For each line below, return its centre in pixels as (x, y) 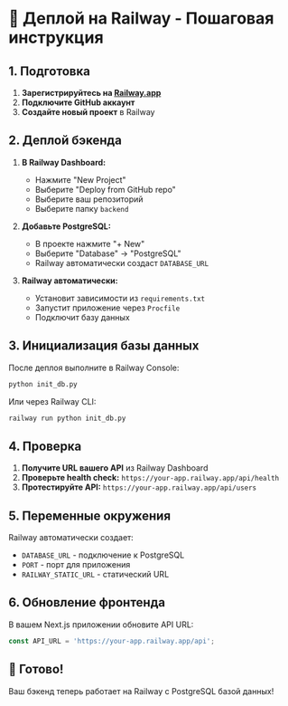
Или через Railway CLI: (52, 401)
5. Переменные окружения (90, 515)
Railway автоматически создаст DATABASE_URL (122, 262)
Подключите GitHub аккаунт (78, 102)
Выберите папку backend (82, 208)
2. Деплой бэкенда (65, 141)
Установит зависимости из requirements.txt (120, 298)
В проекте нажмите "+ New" (90, 243)
